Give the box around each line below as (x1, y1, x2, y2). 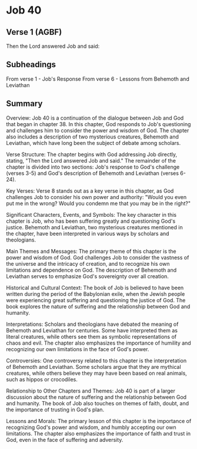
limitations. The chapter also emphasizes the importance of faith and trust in (6, 430, 191, 437)
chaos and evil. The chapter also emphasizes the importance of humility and (6, 339, 191, 346)
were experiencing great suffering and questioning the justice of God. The (6, 296, 186, 303)
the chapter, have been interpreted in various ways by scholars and (6, 230, 169, 237)
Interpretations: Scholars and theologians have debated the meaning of (6, 321, 179, 328)
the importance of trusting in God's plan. (6, 406, 105, 413)
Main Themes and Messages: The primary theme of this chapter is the (6, 247, 176, 255)
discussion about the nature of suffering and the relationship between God (6, 393, 187, 401)
